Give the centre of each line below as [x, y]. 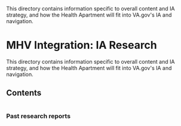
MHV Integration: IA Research [82, 45]
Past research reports [38, 116]
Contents [24, 93]
